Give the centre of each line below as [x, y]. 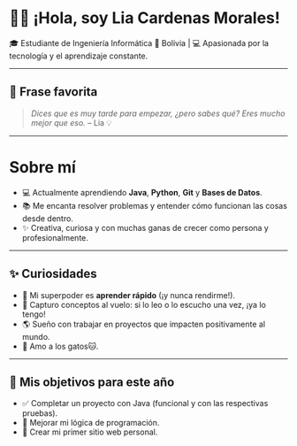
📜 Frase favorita [53, 92]
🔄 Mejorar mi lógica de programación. [91, 423]
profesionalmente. [55, 237]
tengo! [34, 314]
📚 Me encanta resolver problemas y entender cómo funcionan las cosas [154, 205]
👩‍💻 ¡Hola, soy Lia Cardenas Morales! [145, 18]
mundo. [36, 336]
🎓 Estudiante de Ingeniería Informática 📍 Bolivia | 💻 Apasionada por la [139, 42]
